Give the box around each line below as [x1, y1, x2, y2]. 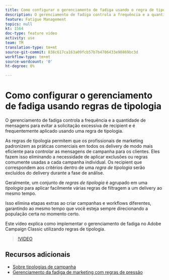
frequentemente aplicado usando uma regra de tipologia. [5, 128, 123, 134]
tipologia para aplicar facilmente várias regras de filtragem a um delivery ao [5, 185, 162, 191]
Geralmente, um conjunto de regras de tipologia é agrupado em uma [5, 180, 147, 186]
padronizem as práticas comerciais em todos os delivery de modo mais [5, 143, 153, 149]
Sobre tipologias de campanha [12, 263, 76, 270]
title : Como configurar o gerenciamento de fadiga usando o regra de [5, 7, 154, 13]
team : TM [5, 40, 24, 45]
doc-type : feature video [5, 31, 57, 36]
